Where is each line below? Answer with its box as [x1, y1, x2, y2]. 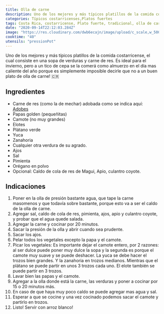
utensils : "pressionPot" [5, 39, 56, 44]
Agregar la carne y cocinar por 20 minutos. [12, 221, 99, 227]
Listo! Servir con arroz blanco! [12, 304, 73, 311]
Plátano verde [12, 127, 41, 133]
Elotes [12, 121, 25, 127]
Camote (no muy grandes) [12, 116, 66, 122]
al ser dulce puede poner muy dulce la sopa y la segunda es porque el [12, 247, 154, 253]
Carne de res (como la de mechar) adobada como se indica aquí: [12, 101, 143, 107]
